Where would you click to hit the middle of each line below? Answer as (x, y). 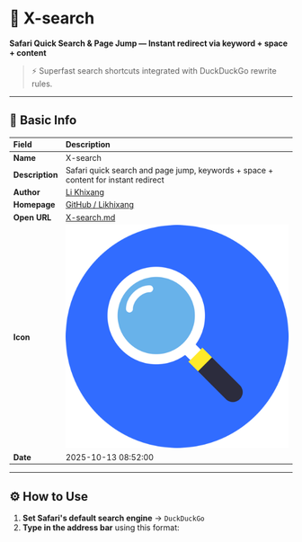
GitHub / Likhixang (100, 205)
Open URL (32, 217)
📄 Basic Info (43, 120)
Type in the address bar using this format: (101, 528)
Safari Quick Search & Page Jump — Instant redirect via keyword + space (149, 43)
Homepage (34, 205)
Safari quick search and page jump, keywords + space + (170, 170)
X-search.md (91, 217)
